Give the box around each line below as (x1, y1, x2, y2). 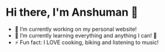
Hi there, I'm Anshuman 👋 (6, 5, 139, 19)
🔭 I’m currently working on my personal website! (14, 25, 137, 33)
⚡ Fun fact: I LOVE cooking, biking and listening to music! (14, 39, 159, 46)
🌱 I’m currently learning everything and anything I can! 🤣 (14, 31, 157, 39)
